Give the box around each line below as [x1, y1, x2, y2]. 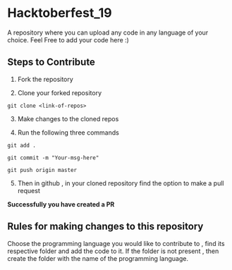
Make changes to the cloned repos [17, 114, 119, 123]
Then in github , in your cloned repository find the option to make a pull [17, 178, 224, 188]
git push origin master [7, 166, 78, 173]
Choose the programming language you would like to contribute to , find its [7, 239, 225, 247]
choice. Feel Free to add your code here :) [7, 35, 129, 44]
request [17, 186, 40, 195]
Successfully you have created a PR [7, 200, 115, 209]
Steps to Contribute [7, 56, 95, 68]
